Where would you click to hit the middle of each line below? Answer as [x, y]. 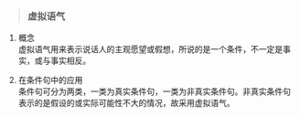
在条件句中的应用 [50, 80]
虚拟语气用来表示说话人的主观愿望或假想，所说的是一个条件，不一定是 [150, 49]
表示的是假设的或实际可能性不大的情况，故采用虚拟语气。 [126, 103]
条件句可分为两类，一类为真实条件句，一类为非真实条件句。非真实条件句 [154, 91]
